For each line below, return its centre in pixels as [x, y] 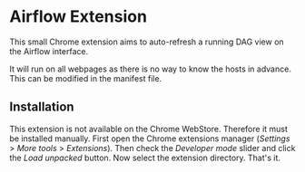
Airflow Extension [79, 17]
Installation [42, 107]
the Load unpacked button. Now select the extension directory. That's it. [145, 158]
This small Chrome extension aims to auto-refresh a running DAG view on [147, 42]
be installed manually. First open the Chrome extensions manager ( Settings [150, 139]
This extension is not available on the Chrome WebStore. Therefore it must [149, 129]
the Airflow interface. [49, 51]
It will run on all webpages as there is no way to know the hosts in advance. [151, 69]
